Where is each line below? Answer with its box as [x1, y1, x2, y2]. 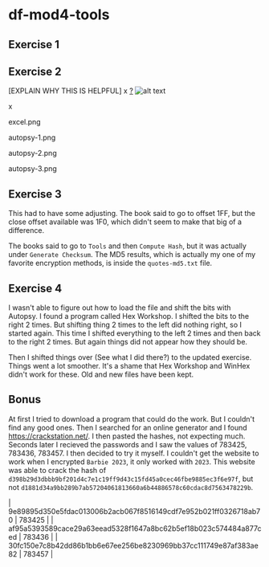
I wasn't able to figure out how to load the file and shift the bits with [8, 303, 231, 312]
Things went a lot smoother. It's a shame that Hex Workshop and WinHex [8, 361, 251, 371]
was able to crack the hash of [8, 465, 107, 475]
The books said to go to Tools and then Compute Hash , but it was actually [8, 241, 247, 251]
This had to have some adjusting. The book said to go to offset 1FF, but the [8, 209, 255, 218]
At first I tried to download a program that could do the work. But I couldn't [8, 414, 255, 423]
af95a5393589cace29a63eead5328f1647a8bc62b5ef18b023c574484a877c [8, 524, 262, 533]
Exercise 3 [8, 187, 62, 201]
